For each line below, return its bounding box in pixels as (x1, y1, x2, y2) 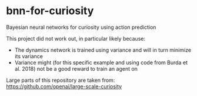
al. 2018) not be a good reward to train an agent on (14, 65, 138, 72)
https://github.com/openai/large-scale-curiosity (6, 82, 122, 90)
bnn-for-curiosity (6, 4, 94, 18)
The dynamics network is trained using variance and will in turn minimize (14, 46, 192, 54)
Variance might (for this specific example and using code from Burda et (14, 59, 188, 66)
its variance (14, 52, 43, 59)
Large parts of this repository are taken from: (6, 77, 115, 84)
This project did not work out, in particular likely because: (6, 35, 146, 42)
